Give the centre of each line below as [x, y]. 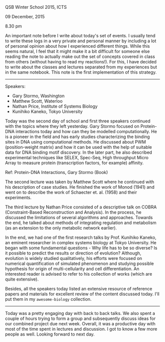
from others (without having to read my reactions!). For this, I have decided [81, 62]
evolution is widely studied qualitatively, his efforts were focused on [74, 258]
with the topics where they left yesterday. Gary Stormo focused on [72, 126]
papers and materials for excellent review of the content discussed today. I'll [82, 294]
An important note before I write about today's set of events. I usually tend [80, 36]
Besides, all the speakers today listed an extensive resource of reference [79, 289]
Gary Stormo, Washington [38, 96]
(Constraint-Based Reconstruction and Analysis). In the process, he [73, 212]
